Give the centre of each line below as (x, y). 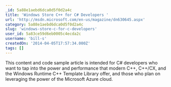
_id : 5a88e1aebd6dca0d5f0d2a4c (39, 10)
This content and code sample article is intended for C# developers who (81, 62)
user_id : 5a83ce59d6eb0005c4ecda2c (43, 34)
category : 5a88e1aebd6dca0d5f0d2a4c (44, 24)
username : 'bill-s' (26, 39)
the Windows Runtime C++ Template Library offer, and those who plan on (83, 73)
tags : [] (15, 48)
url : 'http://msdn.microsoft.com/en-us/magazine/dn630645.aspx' (75, 19)
